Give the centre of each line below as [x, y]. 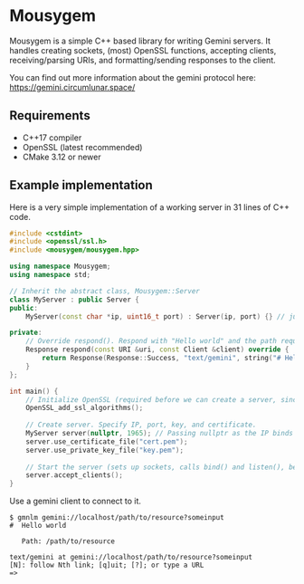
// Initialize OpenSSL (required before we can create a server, [152, 399]
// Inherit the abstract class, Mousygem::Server [105, 291]
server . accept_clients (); [75, 475]
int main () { [34, 391]
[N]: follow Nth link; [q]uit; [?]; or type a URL [107, 565]
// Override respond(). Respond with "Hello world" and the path [152, 341]
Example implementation [81, 185]
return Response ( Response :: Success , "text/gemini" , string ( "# [161, 359]
